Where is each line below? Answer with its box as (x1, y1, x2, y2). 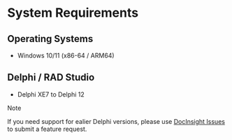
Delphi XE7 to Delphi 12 (17, 90, 85, 99)
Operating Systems (7, 33, 94, 45)
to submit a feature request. (7, 125, 87, 133)
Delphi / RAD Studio (7, 71, 95, 83)
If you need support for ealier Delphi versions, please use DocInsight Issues (7, 117, 226, 125)
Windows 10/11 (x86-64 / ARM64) (17, 51, 115, 59)
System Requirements (7, 5, 138, 21)
